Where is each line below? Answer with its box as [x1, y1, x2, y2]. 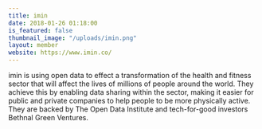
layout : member [8, 41, 59, 49]
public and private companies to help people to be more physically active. [8, 96, 251, 105]
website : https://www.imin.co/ [8, 49, 112, 57]
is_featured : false [8, 26, 73, 34]
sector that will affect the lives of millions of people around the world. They [8, 79, 254, 88]
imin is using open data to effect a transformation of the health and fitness [8, 71, 252, 80]
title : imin [8, 11, 48, 20]
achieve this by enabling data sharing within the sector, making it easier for [8, 88, 254, 96]
